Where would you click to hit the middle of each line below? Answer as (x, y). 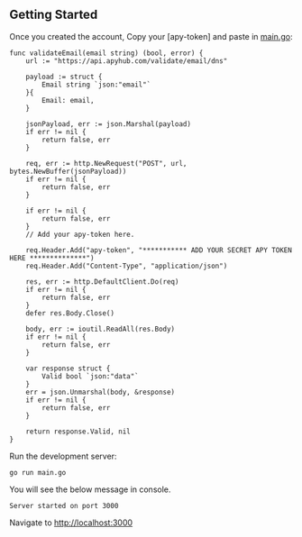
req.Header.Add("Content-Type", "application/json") (127, 266)
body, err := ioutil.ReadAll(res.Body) (101, 329)
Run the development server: (63, 456)
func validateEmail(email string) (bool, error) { (106, 53)
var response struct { (68, 369)
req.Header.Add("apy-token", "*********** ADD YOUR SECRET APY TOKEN (159, 250)
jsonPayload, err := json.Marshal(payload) (109, 124)
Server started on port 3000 (64, 505)
